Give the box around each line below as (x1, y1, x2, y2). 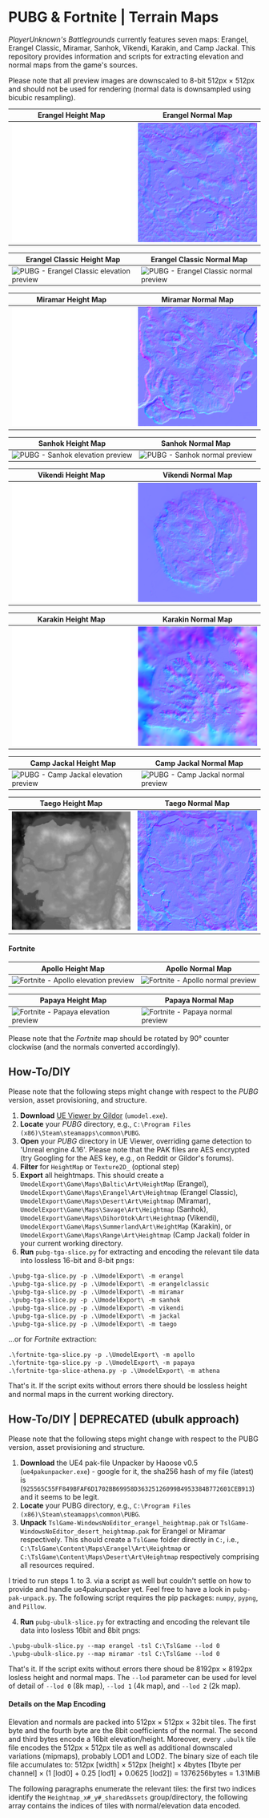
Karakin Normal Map (163, 614, 233, 624)
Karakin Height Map (37, 614, 106, 624)
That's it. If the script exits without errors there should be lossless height (8, 1380, 247, 1391)
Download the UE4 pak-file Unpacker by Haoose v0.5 (19, 1458, 199, 1468)
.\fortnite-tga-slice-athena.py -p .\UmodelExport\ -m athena (8, 1367, 220, 1375)
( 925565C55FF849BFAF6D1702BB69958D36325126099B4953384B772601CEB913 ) (19, 1484, 255, 1493)
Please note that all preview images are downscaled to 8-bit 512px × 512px (8, 75, 255, 85)
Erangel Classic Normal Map (151, 254, 248, 264)
